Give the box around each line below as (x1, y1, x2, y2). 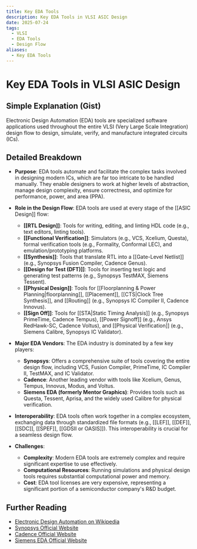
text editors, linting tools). (23, 228, 85, 235)
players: (14, 346, 34, 353)
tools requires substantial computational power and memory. (23, 473, 171, 480)
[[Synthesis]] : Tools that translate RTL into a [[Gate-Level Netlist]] (23, 254, 184, 261)
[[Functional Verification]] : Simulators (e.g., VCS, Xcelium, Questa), (23, 235, 189, 242)
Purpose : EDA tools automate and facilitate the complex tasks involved (14, 168, 187, 175)
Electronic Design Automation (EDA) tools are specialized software (6, 117, 168, 124)
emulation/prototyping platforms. (23, 247, 103, 254)
